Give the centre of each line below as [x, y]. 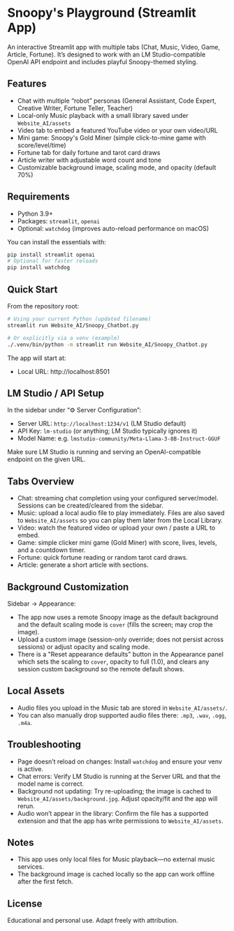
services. [30, 867]
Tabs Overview [41, 481]
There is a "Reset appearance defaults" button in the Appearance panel [120, 654]
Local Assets [36, 691]
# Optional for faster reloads [53, 261]
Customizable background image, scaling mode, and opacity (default [117, 167]
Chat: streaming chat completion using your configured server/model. [118, 498]
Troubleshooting [44, 745]
